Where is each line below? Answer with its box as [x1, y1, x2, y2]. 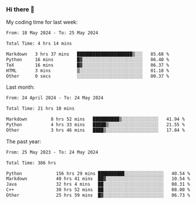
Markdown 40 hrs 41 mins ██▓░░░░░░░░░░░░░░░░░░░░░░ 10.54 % [6, 176, 191, 182]
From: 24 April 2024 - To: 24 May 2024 [6, 95, 104, 101]
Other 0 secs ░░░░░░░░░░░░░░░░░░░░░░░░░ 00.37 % [6, 73, 169, 79]
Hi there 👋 [6, 5, 35, 14]
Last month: [6, 83, 35, 91]
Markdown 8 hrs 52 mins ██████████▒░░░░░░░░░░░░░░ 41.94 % [6, 116, 185, 122]
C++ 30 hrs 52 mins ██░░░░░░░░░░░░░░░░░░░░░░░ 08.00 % [6, 187, 191, 193]
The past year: [6, 138, 41, 145]
